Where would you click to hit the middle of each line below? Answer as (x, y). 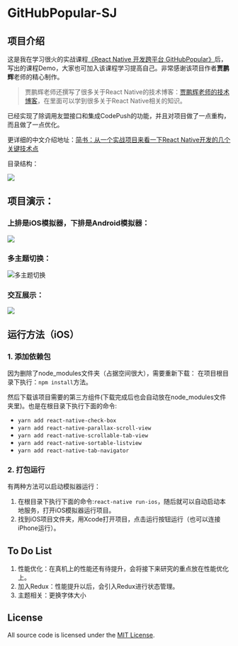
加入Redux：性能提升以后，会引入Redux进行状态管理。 (98, 587)
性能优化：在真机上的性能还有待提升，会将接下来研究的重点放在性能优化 (123, 569)
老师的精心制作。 (39, 77)
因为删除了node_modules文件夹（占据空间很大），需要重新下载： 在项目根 (115, 373)
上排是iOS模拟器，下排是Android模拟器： (79, 223)
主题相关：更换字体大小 (52, 595)
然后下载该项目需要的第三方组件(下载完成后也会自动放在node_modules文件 (117, 397)
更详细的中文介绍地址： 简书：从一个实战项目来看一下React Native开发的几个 (119, 140)
